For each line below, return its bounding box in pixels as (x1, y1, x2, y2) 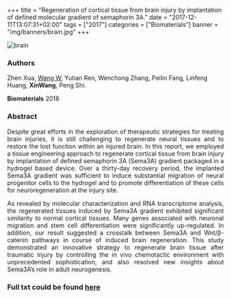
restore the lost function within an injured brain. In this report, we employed (7, 142, 224, 150)
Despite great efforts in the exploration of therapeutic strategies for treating (7, 127, 224, 136)
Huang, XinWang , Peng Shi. (7, 81, 87, 89)
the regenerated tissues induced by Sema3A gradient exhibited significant (7, 206, 224, 215)
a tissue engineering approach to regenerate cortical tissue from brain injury (7, 149, 224, 158)
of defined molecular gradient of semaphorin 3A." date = (7, 13, 168, 21)
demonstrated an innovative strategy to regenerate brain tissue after (7, 243, 224, 251)
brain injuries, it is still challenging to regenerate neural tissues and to (7, 134, 224, 143)
